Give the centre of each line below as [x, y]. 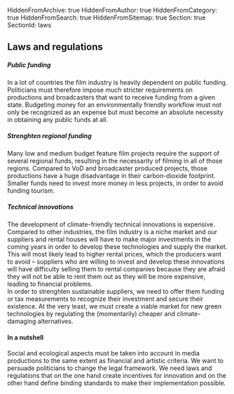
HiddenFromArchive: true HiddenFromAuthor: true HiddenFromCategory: [112, 10]
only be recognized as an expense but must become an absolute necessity [116, 112]
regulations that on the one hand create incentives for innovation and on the [117, 375]
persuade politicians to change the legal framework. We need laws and [110, 368]
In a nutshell [26, 337]
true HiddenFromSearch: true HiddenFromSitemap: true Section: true [106, 18]
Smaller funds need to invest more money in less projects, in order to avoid [115, 183]
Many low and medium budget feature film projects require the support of [113, 154]
